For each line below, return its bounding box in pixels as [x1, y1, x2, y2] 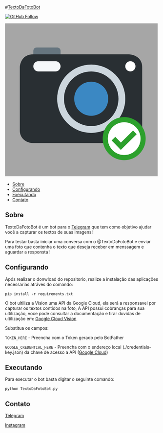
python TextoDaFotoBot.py [5, 387, 58, 391]
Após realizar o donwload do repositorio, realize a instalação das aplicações [5, 276, 159, 282]
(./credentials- [122, 344, 151, 350]
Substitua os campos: [5, 325, 49, 331]
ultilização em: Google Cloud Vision [5, 316, 77, 321]
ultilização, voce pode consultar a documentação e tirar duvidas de [5, 310, 141, 316]
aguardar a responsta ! [5, 249, 51, 255]
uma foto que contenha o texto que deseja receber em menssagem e [5, 244, 144, 250]
